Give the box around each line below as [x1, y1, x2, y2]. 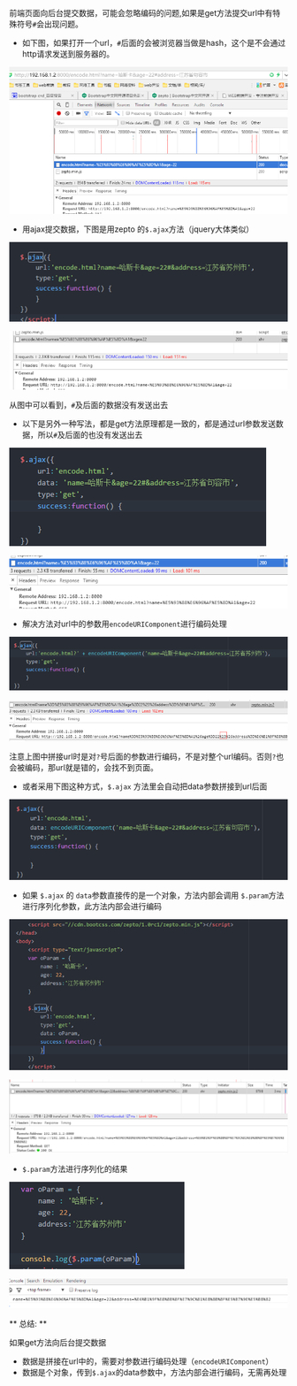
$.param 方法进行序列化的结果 [21, 1164, 128, 1175]
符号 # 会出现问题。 [16, 19, 84, 29]
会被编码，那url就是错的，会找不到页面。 [9, 762, 159, 773]
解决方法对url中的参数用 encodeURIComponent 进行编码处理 [21, 618, 227, 629]
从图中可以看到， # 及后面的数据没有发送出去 [9, 400, 169, 410]
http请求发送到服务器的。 [21, 49, 115, 59]
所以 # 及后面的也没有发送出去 [37, 430, 143, 440]
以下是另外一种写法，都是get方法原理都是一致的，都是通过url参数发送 [21, 418, 277, 429]
